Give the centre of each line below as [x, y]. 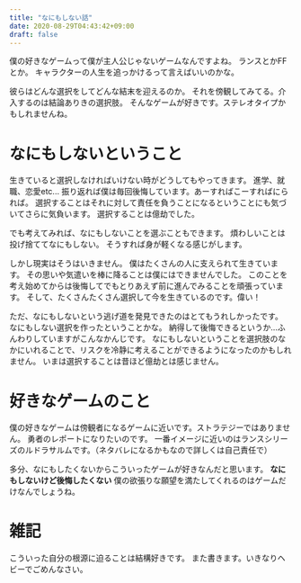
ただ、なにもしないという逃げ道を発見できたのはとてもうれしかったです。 [146, 317]
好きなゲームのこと [80, 401]
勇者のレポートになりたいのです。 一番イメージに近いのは [134, 439]
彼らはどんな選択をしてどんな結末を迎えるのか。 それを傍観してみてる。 [144, 92]
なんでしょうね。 [49, 492]
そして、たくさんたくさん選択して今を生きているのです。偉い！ [144, 297]
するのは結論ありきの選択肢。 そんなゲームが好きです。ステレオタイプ [147, 103]
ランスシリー [265, 439]
